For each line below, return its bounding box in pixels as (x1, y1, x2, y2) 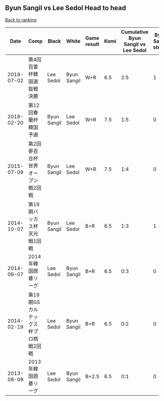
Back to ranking (5, 17, 37, 22)
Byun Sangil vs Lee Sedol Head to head (5, 4, 126, 12)
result (85, 41, 100, 47)
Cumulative (121, 28, 149, 35)
